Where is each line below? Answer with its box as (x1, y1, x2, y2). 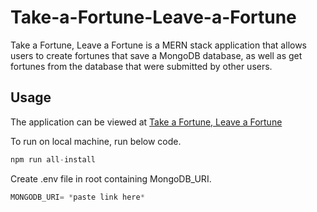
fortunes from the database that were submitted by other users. (10, 60, 273, 72)
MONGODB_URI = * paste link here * (10, 192, 145, 202)
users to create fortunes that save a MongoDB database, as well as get (10, 49, 303, 61)
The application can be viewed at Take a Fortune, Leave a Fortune (10, 116, 283, 128)
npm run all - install (10, 154, 97, 165)
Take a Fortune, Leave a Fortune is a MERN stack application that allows (10, 39, 308, 51)
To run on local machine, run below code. (10, 135, 182, 147)
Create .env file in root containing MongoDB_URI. (10, 172, 212, 185)
